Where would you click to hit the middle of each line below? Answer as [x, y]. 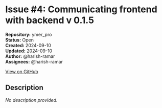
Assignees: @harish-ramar [34, 61]
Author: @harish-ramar [30, 56]
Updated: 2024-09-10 [29, 51]
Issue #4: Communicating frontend [81, 9]
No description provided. [31, 100]
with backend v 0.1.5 [50, 20]
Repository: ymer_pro [29, 34]
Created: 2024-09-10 [28, 45]
